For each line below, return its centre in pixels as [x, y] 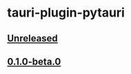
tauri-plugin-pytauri [66, 13]
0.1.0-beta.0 [34, 61]
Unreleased [33, 38]
